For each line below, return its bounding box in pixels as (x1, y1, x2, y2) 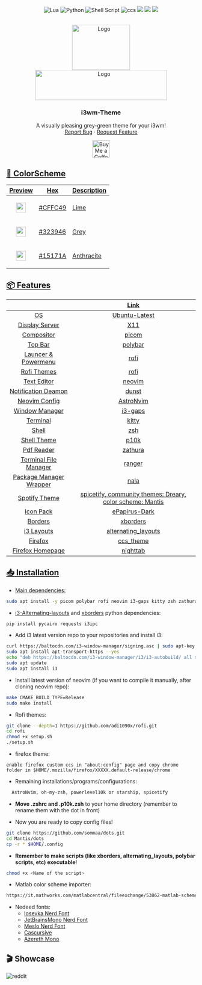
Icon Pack (25, 507, 53, 516)
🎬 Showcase (6, 954, 55, 964)
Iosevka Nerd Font (23, 910, 70, 917)
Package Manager (13, 472, 65, 481)
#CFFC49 (38, 203, 67, 212)
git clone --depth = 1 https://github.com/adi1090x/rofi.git (6, 723, 158, 729)
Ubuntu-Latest (112, 310, 155, 319)
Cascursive (23, 929, 52, 936)
